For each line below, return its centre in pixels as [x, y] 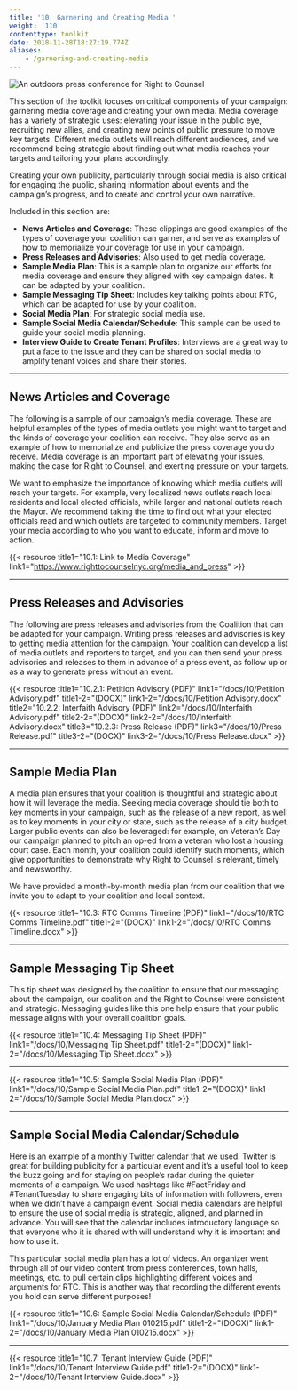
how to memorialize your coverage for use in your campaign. [133, 247]
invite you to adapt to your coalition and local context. [107, 896]
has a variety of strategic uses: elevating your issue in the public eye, [136, 120]
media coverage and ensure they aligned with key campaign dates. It [148, 276]
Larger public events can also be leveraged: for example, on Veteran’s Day [145, 832]
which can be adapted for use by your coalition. [109, 304]
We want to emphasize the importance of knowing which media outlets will [146, 483]
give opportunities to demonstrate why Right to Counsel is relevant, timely [144, 860]
